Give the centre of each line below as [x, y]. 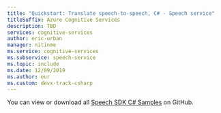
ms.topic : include [33, 64]
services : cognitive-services [50, 32]
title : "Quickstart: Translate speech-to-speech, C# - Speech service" [111, 13]
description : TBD [32, 26]
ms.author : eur [29, 77]
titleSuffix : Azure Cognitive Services [64, 20]
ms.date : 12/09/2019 [36, 70]
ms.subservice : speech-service [51, 58]
